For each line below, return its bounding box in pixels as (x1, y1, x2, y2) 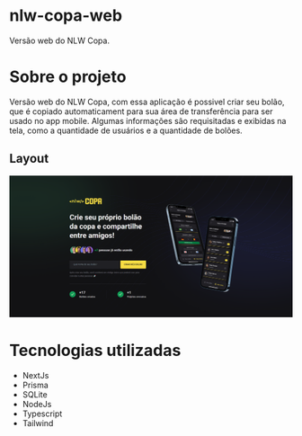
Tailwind (22, 418, 54, 429)
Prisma (22, 379, 49, 391)
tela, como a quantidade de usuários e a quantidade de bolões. (9, 125, 243, 136)
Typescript (22, 408, 63, 419)
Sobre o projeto (9, 67, 127, 87)
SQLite (22, 389, 48, 400)
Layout (9, 151, 49, 166)
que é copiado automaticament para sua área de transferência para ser (9, 105, 273, 117)
